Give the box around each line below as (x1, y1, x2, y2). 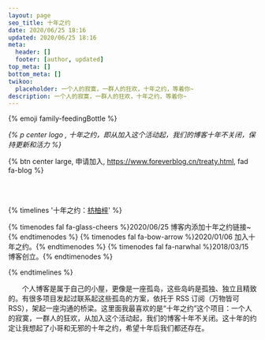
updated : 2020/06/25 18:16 (8, 33, 97, 42)
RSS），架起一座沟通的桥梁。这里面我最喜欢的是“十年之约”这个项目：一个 (8, 304, 246, 313)
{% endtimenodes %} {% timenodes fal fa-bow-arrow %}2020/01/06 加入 (8, 232, 248, 241)
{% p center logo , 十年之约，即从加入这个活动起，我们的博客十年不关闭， (8, 130, 248, 140)
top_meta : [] (8, 63, 51, 71)
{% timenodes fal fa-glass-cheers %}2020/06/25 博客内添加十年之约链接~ (8, 222, 252, 232)
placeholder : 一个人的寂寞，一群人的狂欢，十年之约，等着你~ (15, 84, 195, 93)
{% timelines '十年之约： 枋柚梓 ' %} (8, 206, 122, 215)
